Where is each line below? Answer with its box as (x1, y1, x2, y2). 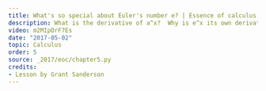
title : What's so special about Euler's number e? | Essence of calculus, (8, 11, 260, 20)
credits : (8, 63, 37, 71)
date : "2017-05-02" (8, 33, 73, 42)
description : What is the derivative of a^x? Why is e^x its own (8, 19, 232, 27)
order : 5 (8, 48, 37, 56)
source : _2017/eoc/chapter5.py (8, 56, 112, 64)
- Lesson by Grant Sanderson (8, 70, 104, 78)
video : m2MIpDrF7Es (8, 26, 73, 34)
